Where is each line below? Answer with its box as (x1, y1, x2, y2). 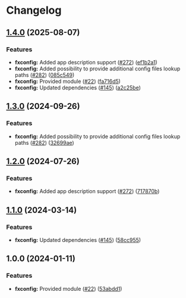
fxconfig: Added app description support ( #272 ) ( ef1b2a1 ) (14, 58, 157, 66)
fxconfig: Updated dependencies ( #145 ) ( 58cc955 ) (14, 236, 141, 243)
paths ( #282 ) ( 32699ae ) (14, 139, 74, 146)
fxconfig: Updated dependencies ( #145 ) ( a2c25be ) (14, 84, 141, 91)
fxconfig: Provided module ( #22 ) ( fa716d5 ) (14, 77, 121, 85)
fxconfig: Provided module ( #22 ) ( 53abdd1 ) (14, 285, 122, 292)
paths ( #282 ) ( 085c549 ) (14, 71, 75, 78)
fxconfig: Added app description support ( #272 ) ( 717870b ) (14, 188, 160, 195)
